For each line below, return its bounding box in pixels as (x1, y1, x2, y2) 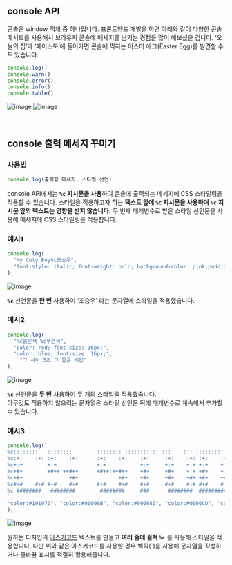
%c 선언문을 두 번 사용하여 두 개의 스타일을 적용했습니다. (7, 390, 157, 399)
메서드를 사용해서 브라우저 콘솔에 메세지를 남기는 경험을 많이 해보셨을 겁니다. (7, 33, 214, 41)
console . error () (7, 77, 54, 84)
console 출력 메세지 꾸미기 (7, 137, 116, 149)
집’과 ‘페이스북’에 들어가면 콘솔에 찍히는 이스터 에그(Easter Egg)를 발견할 (19, 41, 217, 50)
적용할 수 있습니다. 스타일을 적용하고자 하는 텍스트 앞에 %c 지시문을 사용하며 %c (7, 198, 217, 206)
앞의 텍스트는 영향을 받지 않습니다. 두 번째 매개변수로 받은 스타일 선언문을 (19, 206, 216, 215)
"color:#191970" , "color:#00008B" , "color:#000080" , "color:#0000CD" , (7, 500, 215, 507)
